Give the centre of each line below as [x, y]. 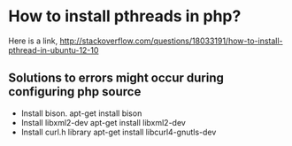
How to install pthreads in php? [125, 16]
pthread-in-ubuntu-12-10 [54, 50]
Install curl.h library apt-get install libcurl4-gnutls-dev [119, 132]
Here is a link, [33, 41]
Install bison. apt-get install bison [81, 113]
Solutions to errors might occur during [116, 78]
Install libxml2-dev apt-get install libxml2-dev [104, 122]
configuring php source [75, 92]
